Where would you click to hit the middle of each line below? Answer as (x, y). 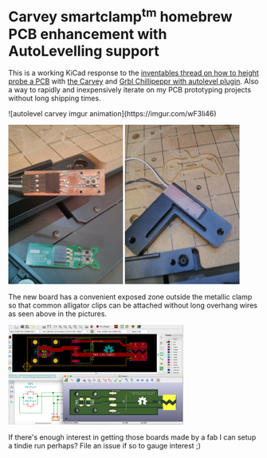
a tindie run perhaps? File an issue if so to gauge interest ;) (105, 446)
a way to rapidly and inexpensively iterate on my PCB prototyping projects (130, 90)
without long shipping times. (55, 98)
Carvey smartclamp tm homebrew (120, 16)
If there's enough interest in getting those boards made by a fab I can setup (132, 437)
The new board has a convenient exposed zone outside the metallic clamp (130, 297)
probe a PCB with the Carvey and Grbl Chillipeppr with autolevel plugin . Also (133, 81)
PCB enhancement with (88, 34)
